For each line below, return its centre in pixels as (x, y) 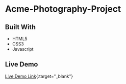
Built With (20, 27)
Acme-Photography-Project (63, 9)
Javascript (23, 49)
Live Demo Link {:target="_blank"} (39, 76)
